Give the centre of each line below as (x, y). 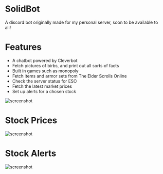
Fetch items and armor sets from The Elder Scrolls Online (69, 76)
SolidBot (23, 9)
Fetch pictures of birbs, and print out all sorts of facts (65, 65)
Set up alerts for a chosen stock (44, 91)
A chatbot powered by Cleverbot (45, 60)
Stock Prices (31, 120)
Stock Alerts (31, 153)
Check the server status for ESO (44, 81)
